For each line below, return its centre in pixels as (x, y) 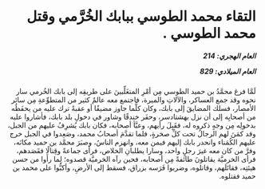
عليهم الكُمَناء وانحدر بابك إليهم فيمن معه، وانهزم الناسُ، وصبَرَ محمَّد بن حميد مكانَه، (134, 142)
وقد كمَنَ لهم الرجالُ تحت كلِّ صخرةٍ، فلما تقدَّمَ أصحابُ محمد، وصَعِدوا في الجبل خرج (132, 134)
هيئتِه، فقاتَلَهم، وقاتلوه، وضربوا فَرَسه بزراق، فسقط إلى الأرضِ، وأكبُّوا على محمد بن (134, 167)
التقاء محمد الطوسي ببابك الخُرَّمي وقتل (141, 16)
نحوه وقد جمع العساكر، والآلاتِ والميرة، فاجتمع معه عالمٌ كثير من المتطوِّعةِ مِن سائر (133, 100)
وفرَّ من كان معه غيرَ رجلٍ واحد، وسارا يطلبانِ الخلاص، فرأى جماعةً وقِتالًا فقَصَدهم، (136, 151)
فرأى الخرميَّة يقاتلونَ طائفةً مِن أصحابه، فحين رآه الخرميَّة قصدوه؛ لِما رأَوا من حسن (134, 159)
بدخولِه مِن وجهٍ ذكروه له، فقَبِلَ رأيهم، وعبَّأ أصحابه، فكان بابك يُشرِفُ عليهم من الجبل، (132, 125)
